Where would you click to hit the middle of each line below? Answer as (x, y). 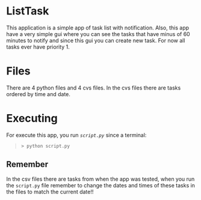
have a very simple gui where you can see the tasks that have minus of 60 (98, 34)
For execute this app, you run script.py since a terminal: (76, 135)
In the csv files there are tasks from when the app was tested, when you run (100, 179)
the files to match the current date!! (50, 192)
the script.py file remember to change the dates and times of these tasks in (101, 185)
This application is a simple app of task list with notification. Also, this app (98, 28)
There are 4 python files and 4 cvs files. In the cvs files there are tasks (94, 88)
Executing (32, 119)
